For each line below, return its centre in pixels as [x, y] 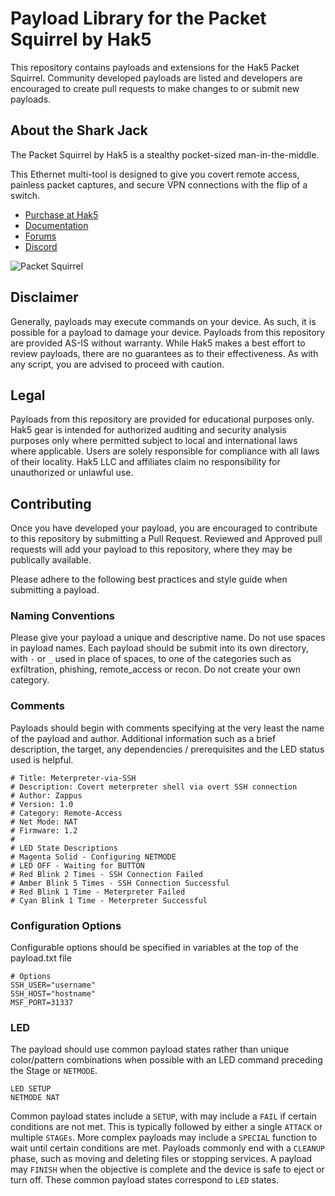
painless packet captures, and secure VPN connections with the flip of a [159, 184]
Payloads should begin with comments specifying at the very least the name [167, 728]
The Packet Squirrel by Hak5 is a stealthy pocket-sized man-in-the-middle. [165, 154]
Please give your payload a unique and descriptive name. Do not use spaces [168, 638]
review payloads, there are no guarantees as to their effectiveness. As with [164, 353]
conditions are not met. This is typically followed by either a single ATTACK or [166, 1127]
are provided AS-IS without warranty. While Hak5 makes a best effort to [158, 343]
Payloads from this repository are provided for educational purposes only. [162, 419]
